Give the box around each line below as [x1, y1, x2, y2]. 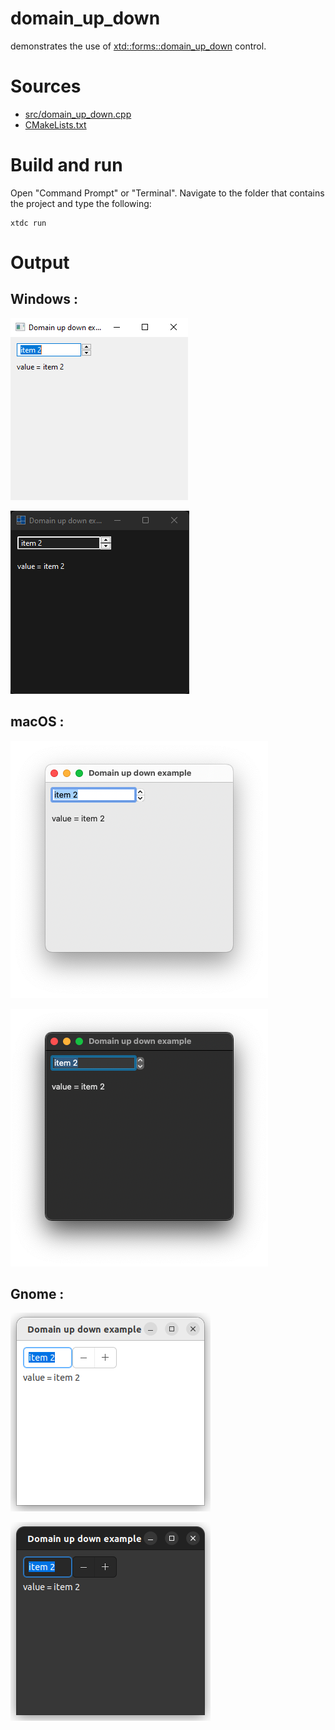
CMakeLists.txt [24, 118, 87, 131]
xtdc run [10, 218, 47, 228]
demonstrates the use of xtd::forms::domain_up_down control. [10, 40, 267, 52]
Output [10, 252, 70, 274]
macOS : [10, 713, 65, 731]
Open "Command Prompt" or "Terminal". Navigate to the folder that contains [10, 187, 325, 199]
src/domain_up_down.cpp [24, 108, 132, 120]
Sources [10, 75, 82, 98]
